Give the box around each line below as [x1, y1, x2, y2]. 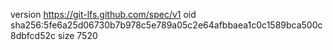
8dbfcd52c [10, 30, 56, 41]
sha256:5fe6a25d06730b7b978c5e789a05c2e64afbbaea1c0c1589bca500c [10, 19, 323, 31]
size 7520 [57, 30, 98, 41]
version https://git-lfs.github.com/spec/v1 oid [10, 9, 197, 20]
